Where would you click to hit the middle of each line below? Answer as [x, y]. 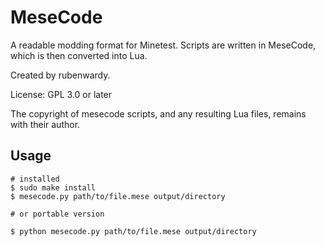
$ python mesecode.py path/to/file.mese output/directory [133, 231]
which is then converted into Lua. [79, 55]
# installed [35, 179]
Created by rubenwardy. [60, 75]
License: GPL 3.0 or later [61, 94]
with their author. [45, 124]
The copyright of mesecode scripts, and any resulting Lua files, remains [158, 113]
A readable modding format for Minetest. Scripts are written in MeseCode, [163, 45]
